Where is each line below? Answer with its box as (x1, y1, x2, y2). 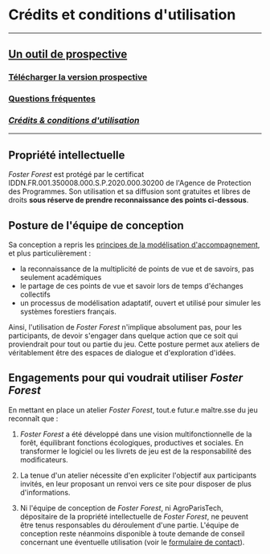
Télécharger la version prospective (8, 72, 148, 83)
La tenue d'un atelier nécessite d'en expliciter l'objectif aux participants (19, 470, 257, 480)
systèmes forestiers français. (19, 307, 117, 317)
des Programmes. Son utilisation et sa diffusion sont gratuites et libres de (8, 187, 251, 196)
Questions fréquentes (8, 93, 96, 105)
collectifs (19, 289, 51, 299)
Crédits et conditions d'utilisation (8, 6, 236, 24)
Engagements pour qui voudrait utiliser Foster (8, 371, 243, 385)
